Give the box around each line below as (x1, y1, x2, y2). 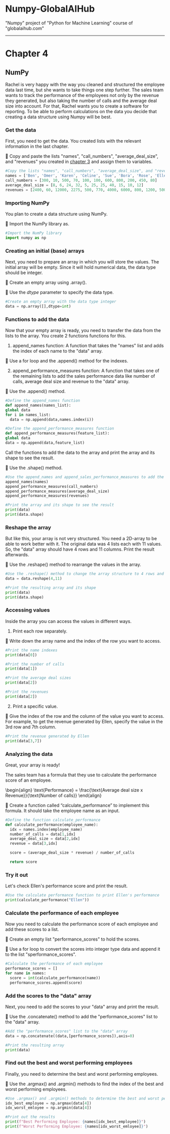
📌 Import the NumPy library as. (5, 220, 69, 226)
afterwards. (5, 552, 29, 558)
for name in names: (5, 971, 47, 976)
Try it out (5, 871, 28, 878)
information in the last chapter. (5, 143, 69, 150)
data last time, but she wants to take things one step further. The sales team (5, 87, 164, 93)
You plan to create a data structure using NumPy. (5, 211, 108, 217)
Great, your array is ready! (5, 762, 60, 768)
